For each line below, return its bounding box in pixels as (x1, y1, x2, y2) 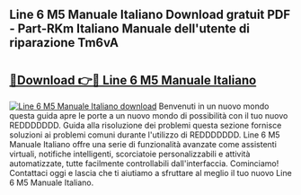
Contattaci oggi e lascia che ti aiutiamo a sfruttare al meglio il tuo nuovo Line (9, 168, 292, 178)
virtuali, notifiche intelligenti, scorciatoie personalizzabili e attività (9, 148, 251, 159)
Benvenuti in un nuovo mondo (158, 101, 270, 111)
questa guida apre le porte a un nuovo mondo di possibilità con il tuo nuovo (9, 111, 288, 120)
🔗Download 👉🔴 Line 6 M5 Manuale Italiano (9, 72, 257, 88)
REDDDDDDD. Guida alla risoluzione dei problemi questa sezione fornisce (9, 120, 282, 130)
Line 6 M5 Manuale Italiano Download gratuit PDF (9, 7, 291, 22)
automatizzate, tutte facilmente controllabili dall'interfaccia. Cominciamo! (9, 158, 279, 169)
